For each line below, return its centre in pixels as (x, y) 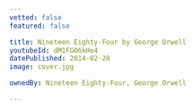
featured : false (40, 26)
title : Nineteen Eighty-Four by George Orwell (98, 42)
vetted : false (36, 17)
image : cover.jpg (42, 67)
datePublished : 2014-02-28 (60, 59)
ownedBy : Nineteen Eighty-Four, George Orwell (98, 83)
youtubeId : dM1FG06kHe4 (54, 50)
